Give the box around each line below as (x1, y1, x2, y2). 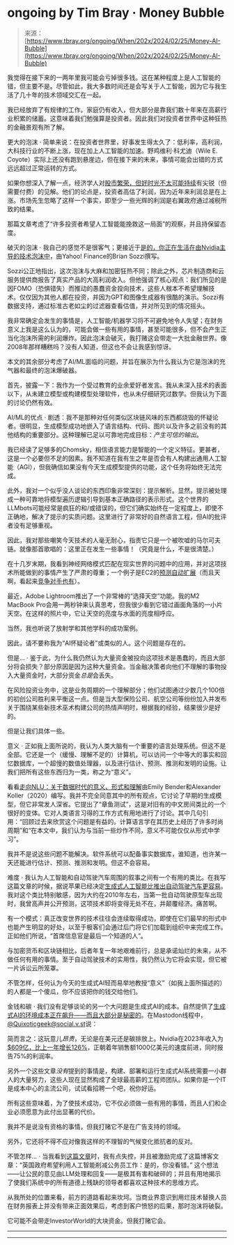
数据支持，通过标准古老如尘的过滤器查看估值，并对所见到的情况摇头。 (7, 301, 209, 310)
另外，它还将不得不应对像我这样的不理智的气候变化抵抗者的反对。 (7, 1137, 196, 1145)
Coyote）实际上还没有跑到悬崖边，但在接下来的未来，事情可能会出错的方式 (7, 155, 223, 163)
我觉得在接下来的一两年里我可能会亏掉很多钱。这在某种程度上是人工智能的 (7, 73, 221, 82)
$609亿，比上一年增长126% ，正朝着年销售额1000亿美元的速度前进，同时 (7, 1043, 218, 1051)
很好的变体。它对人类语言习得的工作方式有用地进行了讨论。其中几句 (7, 809, 203, 817)
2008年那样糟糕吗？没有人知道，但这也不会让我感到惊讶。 (7, 342, 175, 351)
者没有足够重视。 (7, 521, 56, 529)
